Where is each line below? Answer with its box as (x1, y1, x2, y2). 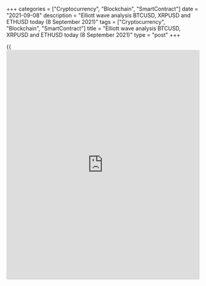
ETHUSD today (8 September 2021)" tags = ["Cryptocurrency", (6, 18, 166, 25)
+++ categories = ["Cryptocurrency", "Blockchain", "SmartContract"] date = (6, 6, 199, 12)
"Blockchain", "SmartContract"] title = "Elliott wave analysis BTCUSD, (6, 24, 181, 32)
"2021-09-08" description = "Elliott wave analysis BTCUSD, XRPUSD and (6, 12, 191, 19)
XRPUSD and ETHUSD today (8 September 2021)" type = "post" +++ (6, 31, 181, 39)
